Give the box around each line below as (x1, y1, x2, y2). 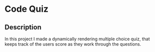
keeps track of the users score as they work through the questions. (4, 41, 141, 47)
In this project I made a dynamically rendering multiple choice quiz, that (4, 36, 150, 42)
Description (4, 23, 41, 31)
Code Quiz (4, 3, 49, 15)
